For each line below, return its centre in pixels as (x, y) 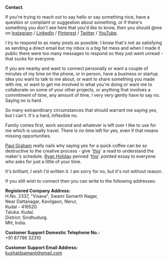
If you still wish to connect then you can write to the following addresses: (81, 181)
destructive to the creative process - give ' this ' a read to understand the (79, 151)
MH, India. (16, 223)
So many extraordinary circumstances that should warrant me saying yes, (81, 110)
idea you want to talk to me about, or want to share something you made (80, 79)
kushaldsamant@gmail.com (34, 253)
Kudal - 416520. (22, 207)
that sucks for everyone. (30, 59)
